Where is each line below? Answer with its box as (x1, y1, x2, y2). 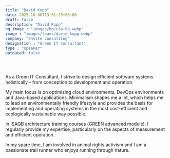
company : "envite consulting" (5, 36, 70, 42)
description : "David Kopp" (5, 22, 63, 27)
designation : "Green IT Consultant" (5, 41, 86, 46)
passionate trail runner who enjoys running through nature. (5, 147, 130, 153)
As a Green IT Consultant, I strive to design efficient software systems (5, 73, 154, 80)
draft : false (5, 17, 33, 22)
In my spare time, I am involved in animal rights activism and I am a (5, 142, 147, 148)
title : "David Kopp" (5, 7, 50, 13)
